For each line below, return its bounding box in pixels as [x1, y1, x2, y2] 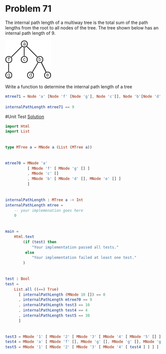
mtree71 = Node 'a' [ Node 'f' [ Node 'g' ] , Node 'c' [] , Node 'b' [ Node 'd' [5, 94, 162, 99]
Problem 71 [5, 3, 52, 14]
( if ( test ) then [23, 239, 57, 244]
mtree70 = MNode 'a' [5, 161, 48, 166]
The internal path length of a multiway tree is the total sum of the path [5, 19, 148, 25]
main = [5, 229, 19, 234]
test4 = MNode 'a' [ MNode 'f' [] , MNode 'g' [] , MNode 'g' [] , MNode [5, 340, 155, 345]
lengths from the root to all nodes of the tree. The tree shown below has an [5, 24, 159, 30]
